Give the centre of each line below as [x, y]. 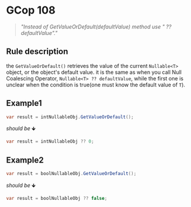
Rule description [37, 52]
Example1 [24, 103]
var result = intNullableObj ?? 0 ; [50, 142]
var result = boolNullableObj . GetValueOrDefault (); [71, 174]
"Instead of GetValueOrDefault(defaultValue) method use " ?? [96, 27]
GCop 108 [31, 10]
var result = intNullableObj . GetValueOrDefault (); [70, 117]
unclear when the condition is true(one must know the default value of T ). [96, 85]
